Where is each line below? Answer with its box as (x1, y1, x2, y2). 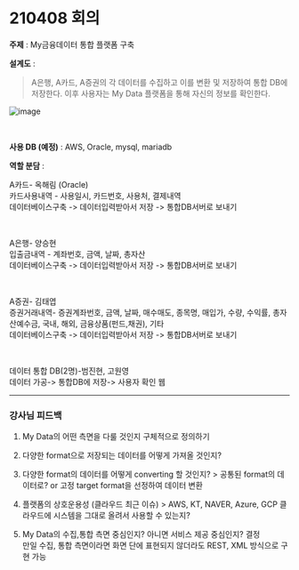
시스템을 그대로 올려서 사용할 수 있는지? (53, 510, 191, 521)
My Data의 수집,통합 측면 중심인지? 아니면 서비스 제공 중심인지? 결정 (21, 529, 261, 540)
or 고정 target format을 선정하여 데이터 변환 (50, 480, 203, 491)
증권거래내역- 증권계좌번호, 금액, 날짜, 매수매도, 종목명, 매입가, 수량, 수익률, (9, 307, 271, 317)
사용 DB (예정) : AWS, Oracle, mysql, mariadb (9, 141, 173, 152)
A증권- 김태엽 (9, 295, 57, 307)
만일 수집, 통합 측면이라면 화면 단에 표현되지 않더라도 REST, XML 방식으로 (21, 540, 279, 551)
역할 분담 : (9, 160, 44, 171)
